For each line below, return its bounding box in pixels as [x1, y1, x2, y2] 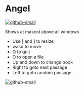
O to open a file [12, 54, 44, 60]
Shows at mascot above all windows [5, 29, 79, 34]
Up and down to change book [12, 59, 73, 65]
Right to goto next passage [12, 64, 68, 70]
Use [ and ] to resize [12, 38, 54, 44]
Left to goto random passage [12, 69, 72, 75]
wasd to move [12, 43, 41, 49]
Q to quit [12, 49, 31, 55]
